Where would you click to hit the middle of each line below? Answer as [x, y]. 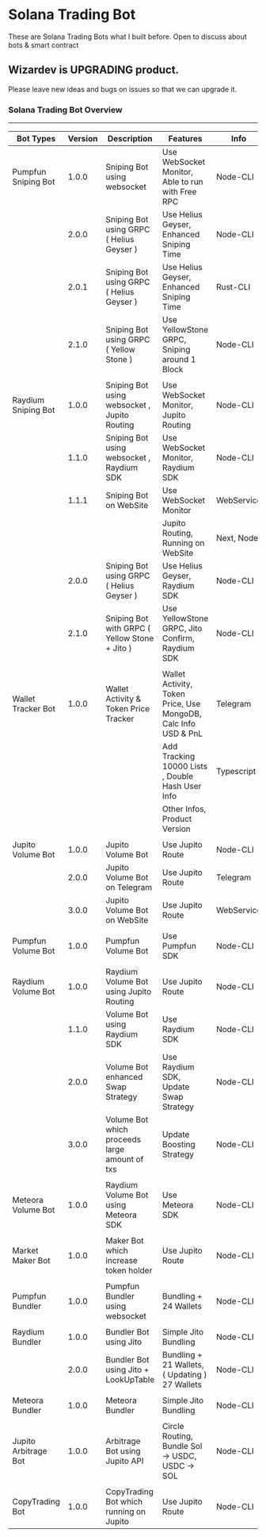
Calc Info [179, 724]
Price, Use [181, 704]
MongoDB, [182, 714]
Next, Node [237, 538]
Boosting [179, 1145]
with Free [179, 192]
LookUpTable [130, 1380]
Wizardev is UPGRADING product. [94, 70]
